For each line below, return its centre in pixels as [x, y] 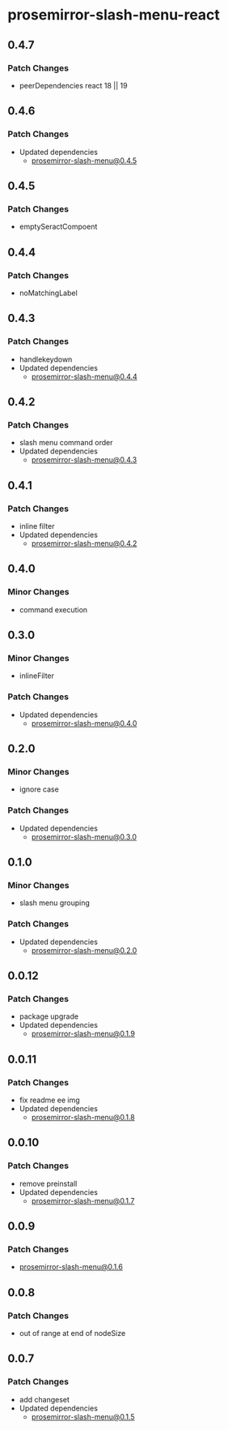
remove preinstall [48, 1183]
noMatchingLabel [48, 293]
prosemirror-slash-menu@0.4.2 [84, 543]
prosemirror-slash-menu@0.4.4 [84, 376]
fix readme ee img [49, 1100]
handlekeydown [46, 359]
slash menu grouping [55, 903]
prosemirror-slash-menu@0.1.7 [83, 1200]
